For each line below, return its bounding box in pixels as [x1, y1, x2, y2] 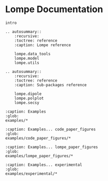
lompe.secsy [14, 100, 39, 105]
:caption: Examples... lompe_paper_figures [5, 144, 98, 150]
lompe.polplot [14, 95, 44, 101]
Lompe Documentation [5, 4, 103, 15]
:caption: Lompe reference [14, 42, 71, 48]
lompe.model [14, 56, 39, 61]
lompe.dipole [14, 91, 42, 96]
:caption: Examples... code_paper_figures [5, 127, 96, 132]
